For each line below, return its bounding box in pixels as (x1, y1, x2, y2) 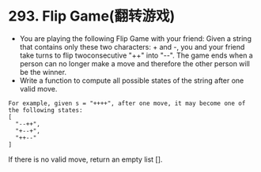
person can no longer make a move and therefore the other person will (19, 58, 251, 68)
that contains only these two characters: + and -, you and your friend (19, 42, 245, 51)
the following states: (8, 106, 83, 114)
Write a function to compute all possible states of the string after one (19, 76, 244, 85)
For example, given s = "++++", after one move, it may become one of (8, 99, 246, 107)
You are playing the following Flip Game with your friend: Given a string (19, 33, 252, 43)
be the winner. (19, 67, 67, 77)
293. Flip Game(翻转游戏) (8, 7, 176, 25)
